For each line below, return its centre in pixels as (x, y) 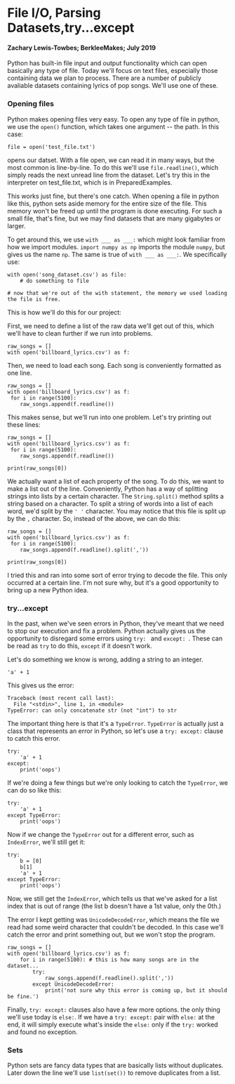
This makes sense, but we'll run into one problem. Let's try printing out (109, 417)
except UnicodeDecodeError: (73, 984)
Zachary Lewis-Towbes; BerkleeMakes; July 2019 (82, 48)
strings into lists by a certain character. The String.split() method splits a (116, 496)
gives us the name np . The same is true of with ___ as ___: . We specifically (117, 254)
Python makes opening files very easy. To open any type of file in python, (114, 119)
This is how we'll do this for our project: (64, 312)
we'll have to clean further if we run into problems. (80, 333)
